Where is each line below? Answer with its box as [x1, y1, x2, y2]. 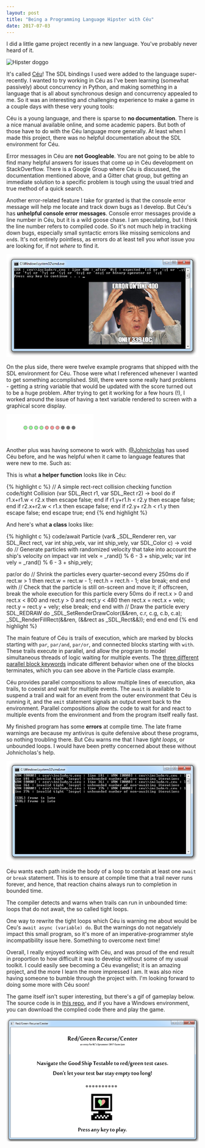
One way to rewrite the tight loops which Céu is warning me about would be [6, 917, 197, 925]
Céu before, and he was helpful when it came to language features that [6, 453, 185, 460]
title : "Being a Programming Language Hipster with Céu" [6, 16, 154, 23]
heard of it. [6, 46, 34, 54]
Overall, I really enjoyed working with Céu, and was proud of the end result [6, 949, 194, 956]
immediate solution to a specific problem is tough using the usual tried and [6, 178, 194, 186]
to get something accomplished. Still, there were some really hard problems [6, 376, 196, 383]
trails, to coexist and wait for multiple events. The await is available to [6, 685, 181, 692]
